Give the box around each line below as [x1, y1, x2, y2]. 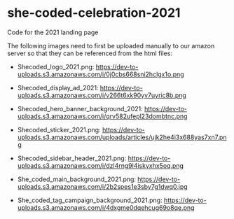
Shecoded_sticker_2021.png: [17, 125, 101, 134]
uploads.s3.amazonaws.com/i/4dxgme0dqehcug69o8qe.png [17, 203, 195, 211]
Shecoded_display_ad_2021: [17, 83, 99, 92]
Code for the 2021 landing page [7, 28, 99, 36]
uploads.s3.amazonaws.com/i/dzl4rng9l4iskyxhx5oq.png [17, 161, 184, 169]
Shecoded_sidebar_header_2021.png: [17, 154, 127, 162]
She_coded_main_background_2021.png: [17, 175, 137, 183]
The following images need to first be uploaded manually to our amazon [7, 41, 215, 50]
